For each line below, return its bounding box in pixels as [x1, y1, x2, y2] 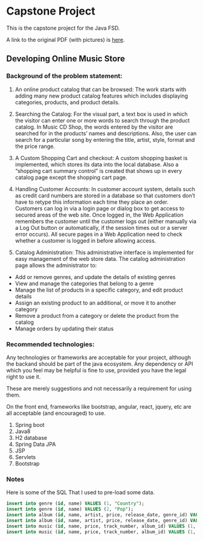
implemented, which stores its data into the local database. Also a [14, 161, 179, 168]
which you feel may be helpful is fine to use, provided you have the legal [6, 366, 187, 374]
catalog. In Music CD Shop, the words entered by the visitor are [14, 123, 173, 130]
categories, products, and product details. [14, 98, 120, 106]
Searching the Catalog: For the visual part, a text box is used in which [14, 110, 188, 118]
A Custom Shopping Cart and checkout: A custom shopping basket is [14, 154, 188, 161]
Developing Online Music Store [6, 53, 126, 64]
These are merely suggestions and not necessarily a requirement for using [6, 385, 192, 392]
